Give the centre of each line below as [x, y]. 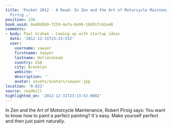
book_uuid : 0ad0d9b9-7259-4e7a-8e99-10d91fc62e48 [59, 24]
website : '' [27, 72]
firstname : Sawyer [34, 53]
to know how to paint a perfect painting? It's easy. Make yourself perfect [82, 116]
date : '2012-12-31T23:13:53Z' [42, 39]
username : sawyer [33, 48]
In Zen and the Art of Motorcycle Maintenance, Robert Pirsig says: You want [85, 110]
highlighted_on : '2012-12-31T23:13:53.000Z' [53, 96]
